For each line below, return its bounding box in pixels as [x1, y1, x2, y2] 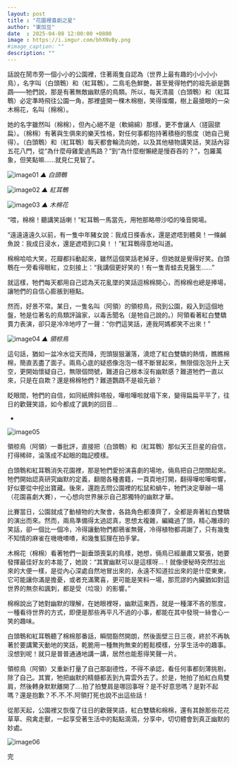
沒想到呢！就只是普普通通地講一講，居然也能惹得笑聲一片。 [7, 649, 181, 658]
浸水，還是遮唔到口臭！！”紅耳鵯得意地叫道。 [44, 239, 178, 248]
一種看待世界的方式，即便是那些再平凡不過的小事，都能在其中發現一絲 [7, 608, 212, 616]
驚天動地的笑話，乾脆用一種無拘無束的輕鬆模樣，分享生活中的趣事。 [31, 640, 230, 649]
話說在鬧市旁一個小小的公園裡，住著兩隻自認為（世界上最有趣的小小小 [7, 70, 212, 78]
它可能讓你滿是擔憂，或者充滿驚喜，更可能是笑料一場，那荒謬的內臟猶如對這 [7, 575, 230, 584]
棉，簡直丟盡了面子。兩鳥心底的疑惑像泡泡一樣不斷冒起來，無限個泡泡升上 [7, 358, 224, 367]
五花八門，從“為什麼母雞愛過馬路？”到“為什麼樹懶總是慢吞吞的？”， [7, 146, 204, 155]
